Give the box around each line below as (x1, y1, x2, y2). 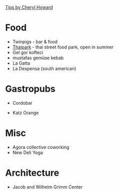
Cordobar (12, 100, 33, 106)
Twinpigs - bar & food (12, 38, 58, 44)
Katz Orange (12, 110, 39, 116)
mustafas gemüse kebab (12, 55, 64, 61)
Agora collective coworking (12, 144, 69, 150)
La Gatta (12, 60, 30, 66)
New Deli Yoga (12, 149, 43, 156)
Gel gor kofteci (12, 49, 44, 55)
